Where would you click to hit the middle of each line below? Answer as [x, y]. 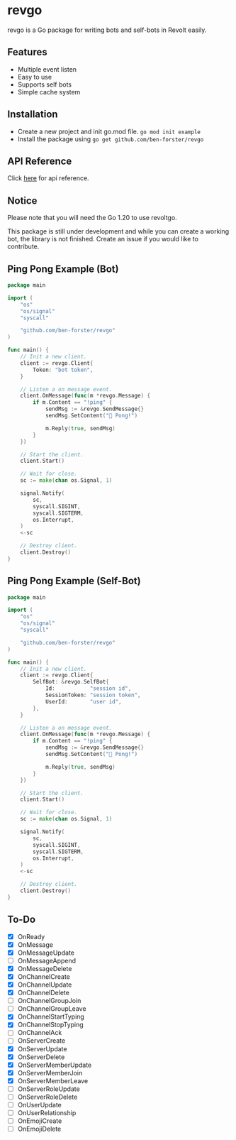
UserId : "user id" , [83, 701]
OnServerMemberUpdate [55, 1065]
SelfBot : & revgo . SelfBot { [71, 682]
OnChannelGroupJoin [49, 1001]
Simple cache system [49, 92]
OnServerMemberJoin [50, 1073]
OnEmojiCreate [40, 1121]
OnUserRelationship [47, 1113]
